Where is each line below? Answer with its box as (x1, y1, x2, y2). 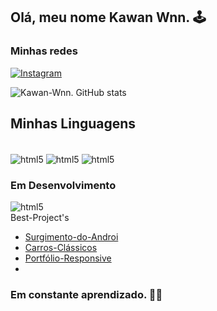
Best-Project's (10, 212, 70, 224)
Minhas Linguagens (10, 115, 137, 133)
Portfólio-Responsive (24, 252, 112, 264)
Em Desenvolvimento (10, 179, 117, 193)
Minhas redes (10, 44, 78, 58)
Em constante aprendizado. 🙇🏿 (10, 288, 163, 302)
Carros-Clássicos (24, 242, 98, 254)
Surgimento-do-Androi (24, 231, 119, 243)
